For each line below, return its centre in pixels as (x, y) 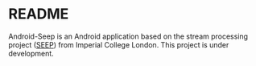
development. (31, 53)
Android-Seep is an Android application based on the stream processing (128, 36)
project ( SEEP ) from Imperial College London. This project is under (119, 44)
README (39, 14)
